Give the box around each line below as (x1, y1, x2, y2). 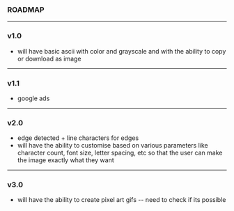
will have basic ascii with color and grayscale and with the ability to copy (17, 47, 226, 55)
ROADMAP (7, 5, 45, 15)
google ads (17, 94, 50, 102)
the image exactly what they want (17, 156, 114, 164)
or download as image (17, 54, 81, 63)
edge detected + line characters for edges (17, 134, 139, 142)
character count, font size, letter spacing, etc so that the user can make (17, 148, 223, 157)
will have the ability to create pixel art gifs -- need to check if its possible (17, 196, 226, 204)
